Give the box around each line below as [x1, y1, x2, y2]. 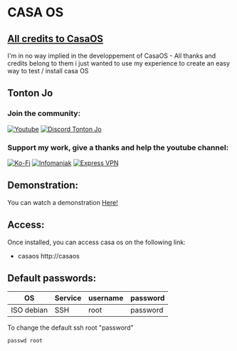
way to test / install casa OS [7, 67, 89, 75]
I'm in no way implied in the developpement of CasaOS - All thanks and [7, 51, 216, 60]
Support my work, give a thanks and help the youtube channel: [7, 142, 229, 152]
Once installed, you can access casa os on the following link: [7, 238, 186, 246]
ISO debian [11, 305, 48, 315]
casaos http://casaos [17, 251, 80, 260]
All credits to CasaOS [7, 33, 104, 45]
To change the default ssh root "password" [7, 323, 134, 332]
